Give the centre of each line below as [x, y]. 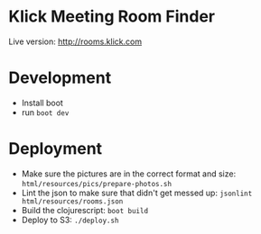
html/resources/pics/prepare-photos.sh [97, 184]
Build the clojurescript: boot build [85, 210]
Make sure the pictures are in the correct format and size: [129, 174]
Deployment [56, 149]
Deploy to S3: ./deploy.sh [70, 220]
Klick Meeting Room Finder [112, 17]
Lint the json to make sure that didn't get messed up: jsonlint [137, 193]
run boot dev [45, 112]
